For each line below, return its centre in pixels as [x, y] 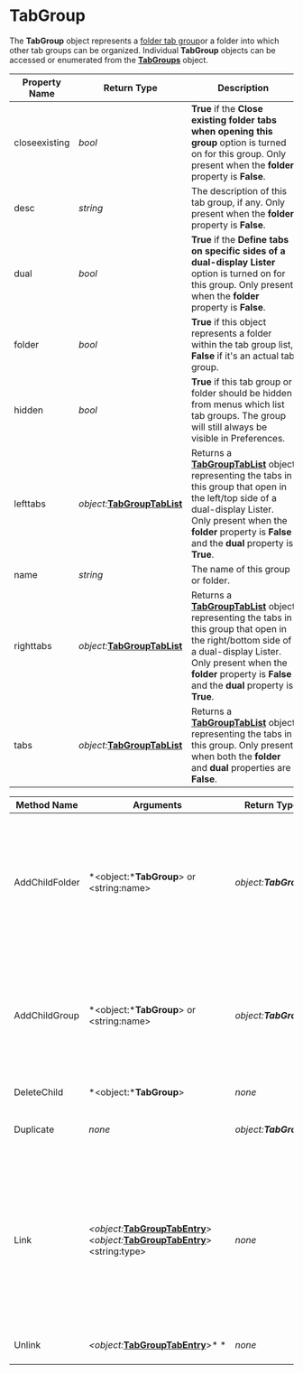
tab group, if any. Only [238, 202]
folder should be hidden [242, 393]
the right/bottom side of [241, 640]
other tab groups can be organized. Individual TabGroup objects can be [143, 50]
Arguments [157, 804]
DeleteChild [39, 1091]
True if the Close [227, 108]
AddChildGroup [46, 1015]
